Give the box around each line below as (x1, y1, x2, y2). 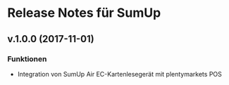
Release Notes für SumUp (7, 5, 161, 21)
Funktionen (7, 54, 47, 64)
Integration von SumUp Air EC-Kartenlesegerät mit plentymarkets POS (17, 70, 222, 78)
